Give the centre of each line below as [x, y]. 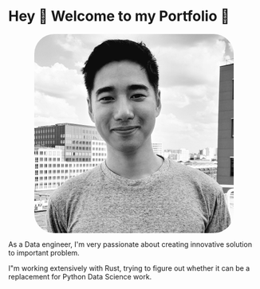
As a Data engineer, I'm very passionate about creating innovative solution [130, 244]
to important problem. [44, 252]
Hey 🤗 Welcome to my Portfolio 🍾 [119, 16]
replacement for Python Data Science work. [80, 276]
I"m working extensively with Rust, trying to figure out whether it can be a [129, 268]
